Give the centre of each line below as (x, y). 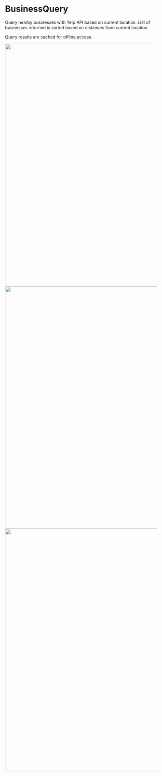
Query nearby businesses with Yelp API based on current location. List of (78, 22)
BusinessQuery (37, 9)
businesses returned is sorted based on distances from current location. (77, 27)
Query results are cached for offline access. (49, 37)
